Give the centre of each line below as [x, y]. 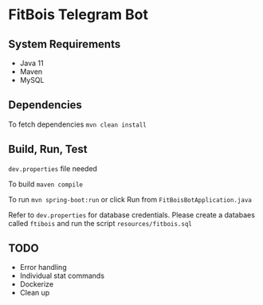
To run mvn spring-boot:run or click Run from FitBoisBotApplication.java [130, 199]
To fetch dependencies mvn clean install [78, 124]
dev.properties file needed [53, 168]
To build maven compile [46, 184]
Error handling [43, 268]
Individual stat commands [62, 276]
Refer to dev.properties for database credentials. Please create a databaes [131, 215]
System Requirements [65, 44]
